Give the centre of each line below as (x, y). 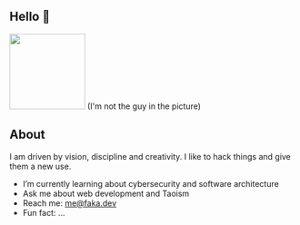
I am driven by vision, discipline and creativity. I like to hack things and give (150, 156)
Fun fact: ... (44, 212)
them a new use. (40, 166)
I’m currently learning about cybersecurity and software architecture (150, 183)
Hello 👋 (30, 17)
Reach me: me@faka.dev (70, 203)
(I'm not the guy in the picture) (144, 106)
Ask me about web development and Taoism (106, 193)
